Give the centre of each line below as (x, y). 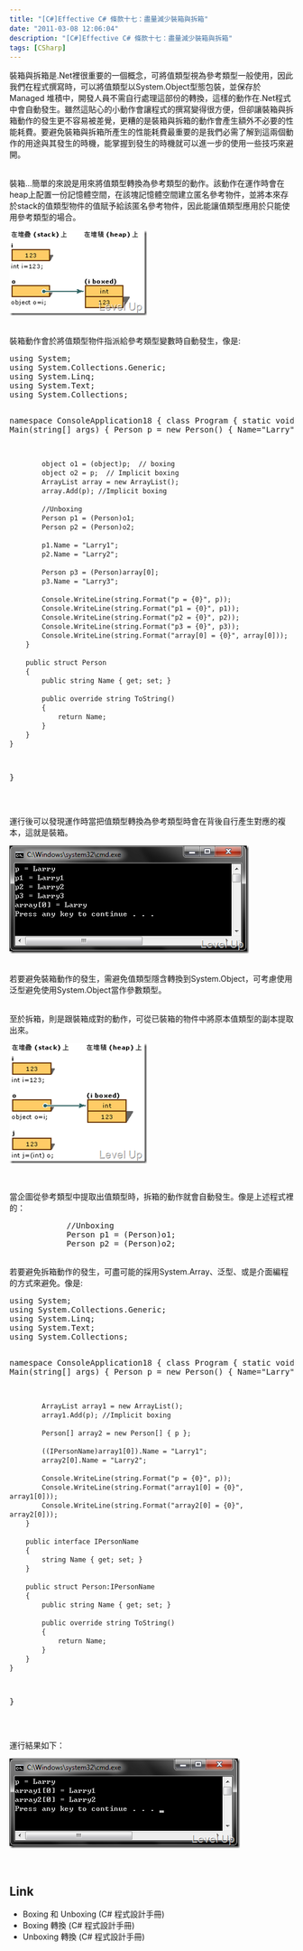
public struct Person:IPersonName (90, 1587)
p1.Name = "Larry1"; (80, 546)
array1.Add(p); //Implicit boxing (106, 1415)
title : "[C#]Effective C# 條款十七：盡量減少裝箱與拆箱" (109, 19)
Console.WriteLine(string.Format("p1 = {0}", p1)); (141, 609)
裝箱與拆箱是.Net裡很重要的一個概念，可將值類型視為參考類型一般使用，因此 (151, 76)
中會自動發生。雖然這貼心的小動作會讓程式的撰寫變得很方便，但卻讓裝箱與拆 (151, 109)
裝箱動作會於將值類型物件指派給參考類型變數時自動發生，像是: (125, 341)
